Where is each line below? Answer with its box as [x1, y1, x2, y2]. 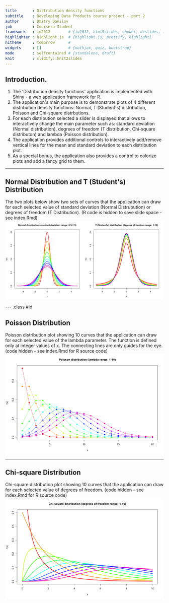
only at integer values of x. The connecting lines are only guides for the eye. [5, 343, 163, 349]
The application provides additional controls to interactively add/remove [12, 137, 162, 143]
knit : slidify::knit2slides [5, 56, 82, 61]
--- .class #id [5, 304, 33, 310]
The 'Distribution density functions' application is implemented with [12, 89, 152, 95]
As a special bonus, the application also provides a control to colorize [12, 153, 157, 159]
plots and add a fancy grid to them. [12, 158, 86, 164]
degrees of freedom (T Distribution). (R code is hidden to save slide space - [5, 210, 162, 216]
